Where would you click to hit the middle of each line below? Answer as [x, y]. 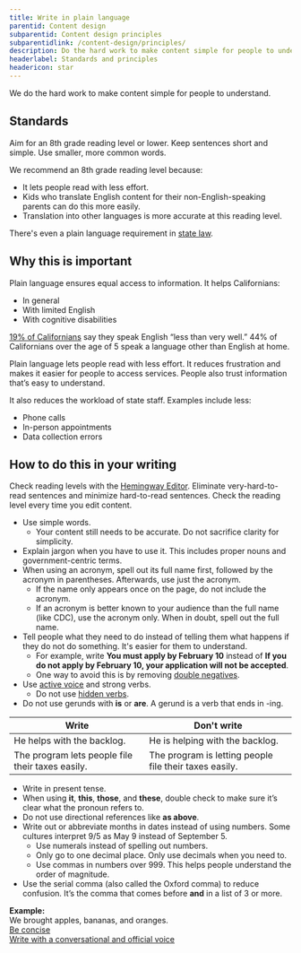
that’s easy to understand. [57, 383]
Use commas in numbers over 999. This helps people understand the [163, 865]
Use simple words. [56, 523]
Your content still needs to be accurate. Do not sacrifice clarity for [157, 532]
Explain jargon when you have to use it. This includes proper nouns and [154, 551]
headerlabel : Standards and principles [84, 59]
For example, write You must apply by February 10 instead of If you [161, 656]
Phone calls [43, 417]
